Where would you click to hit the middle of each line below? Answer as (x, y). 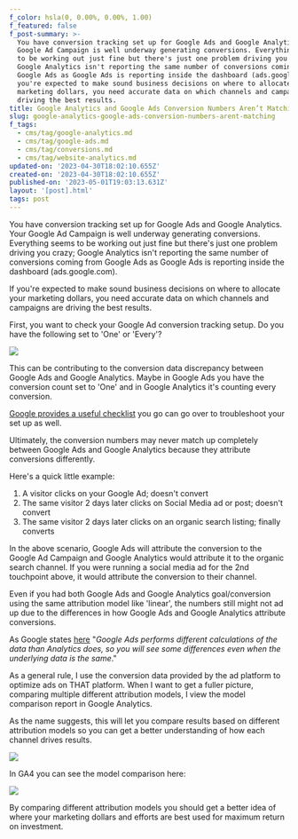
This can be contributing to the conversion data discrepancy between (137, 368)
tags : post (29, 199)
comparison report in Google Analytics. (81, 703)
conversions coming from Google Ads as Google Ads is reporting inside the (147, 262)
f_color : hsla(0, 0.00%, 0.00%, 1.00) (81, 17)
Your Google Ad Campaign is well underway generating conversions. (135, 233)
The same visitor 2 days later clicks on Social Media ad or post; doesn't (153, 503)
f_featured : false (43, 26)
